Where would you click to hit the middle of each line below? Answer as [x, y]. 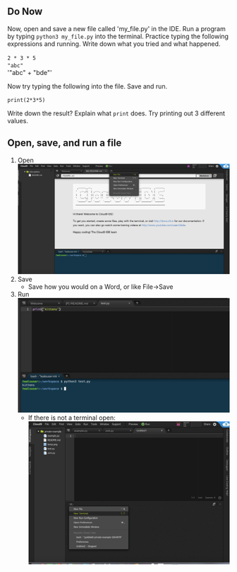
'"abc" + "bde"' [30, 72]
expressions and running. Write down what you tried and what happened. [114, 44]
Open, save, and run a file [65, 143]
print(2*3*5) [26, 100]
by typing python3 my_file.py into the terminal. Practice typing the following [118, 36]
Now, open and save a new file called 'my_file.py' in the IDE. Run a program [116, 28]
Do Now [25, 12]
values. [18, 120]
